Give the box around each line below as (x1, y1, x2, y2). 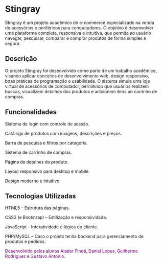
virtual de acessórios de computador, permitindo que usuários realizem (5, 83, 149, 89)
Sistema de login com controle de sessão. (5, 121, 90, 127)
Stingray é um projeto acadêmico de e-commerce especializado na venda (5, 20, 154, 25)
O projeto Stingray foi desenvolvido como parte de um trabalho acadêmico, (5, 68, 157, 73)
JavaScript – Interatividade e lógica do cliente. (5, 224, 98, 230)
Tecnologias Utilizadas (5, 192, 76, 200)
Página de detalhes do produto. (5, 159, 69, 165)
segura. (5, 40, 21, 46)
